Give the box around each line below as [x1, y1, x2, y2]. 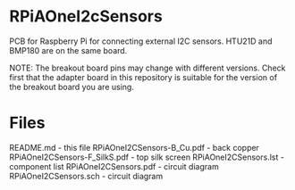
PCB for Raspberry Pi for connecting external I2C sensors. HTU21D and [9, 36, 273, 46]
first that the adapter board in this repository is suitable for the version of [9, 71, 278, 82]
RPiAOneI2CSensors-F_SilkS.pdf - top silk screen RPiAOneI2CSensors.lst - [9, 152, 284, 162]
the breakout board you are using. [9, 81, 134, 92]
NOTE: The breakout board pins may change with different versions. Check [9, 62, 286, 73]
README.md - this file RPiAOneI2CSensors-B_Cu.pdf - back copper [9, 142, 259, 153]
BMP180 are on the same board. [9, 45, 128, 55]
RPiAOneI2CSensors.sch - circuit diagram [9, 170, 164, 181]
